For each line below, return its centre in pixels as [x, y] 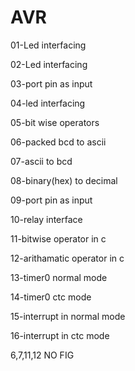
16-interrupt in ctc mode [60, 335]
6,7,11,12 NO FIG [42, 355]
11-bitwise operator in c [58, 238]
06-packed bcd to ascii [58, 142]
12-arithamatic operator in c [67, 258]
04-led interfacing [48, 103]
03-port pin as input [51, 83]
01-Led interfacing [48, 45]
